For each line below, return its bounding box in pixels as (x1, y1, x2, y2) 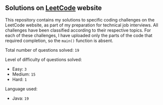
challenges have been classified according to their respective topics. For (5, 27, 151, 33)
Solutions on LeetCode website (5, 4, 102, 12)
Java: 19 (12, 95, 29, 101)
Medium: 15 (12, 71, 36, 77)
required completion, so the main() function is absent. (5, 38, 114, 43)
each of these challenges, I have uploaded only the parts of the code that (5, 32, 153, 38)
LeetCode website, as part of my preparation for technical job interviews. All (5, 22, 159, 28)
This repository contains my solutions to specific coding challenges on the (5, 17, 155, 22)
